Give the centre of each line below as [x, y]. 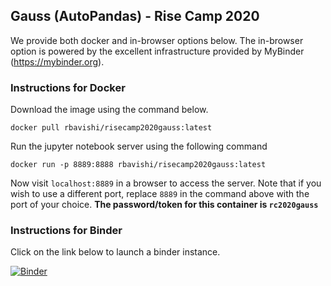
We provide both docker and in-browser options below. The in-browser [157, 40]
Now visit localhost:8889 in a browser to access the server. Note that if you [166, 183]
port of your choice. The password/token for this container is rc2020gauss [164, 205]
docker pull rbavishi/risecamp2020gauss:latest [111, 128]
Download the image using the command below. [109, 110]
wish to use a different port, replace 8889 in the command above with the [160, 194]
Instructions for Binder [66, 231]
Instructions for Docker [68, 87]
